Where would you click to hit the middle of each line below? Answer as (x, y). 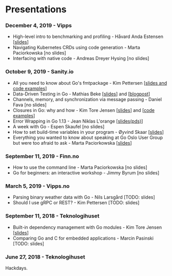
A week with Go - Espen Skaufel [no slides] (59, 126)
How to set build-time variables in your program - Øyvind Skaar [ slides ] (88, 132)
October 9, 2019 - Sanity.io (40, 72)
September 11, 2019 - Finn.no (42, 156)
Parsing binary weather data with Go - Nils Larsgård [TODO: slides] (84, 197)
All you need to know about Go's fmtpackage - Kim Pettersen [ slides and (90, 83)
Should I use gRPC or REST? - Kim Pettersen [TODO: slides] (76, 203)
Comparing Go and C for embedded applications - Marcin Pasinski (83, 238)
